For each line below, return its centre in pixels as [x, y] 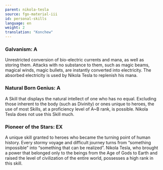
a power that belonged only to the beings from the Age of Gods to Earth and [81, 153]
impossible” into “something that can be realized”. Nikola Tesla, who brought [81, 148]
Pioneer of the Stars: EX [34, 127]
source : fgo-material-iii [31, 14]
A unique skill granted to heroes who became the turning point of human [78, 137]
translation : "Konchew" [29, 32]
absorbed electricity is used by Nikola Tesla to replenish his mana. [71, 76]
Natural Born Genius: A [33, 88]
